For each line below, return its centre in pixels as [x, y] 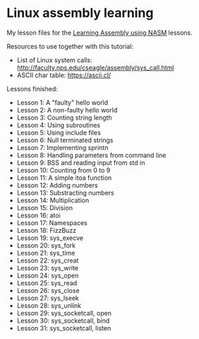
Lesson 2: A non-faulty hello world [67, 110]
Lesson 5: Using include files [59, 132]
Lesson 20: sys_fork [46, 245]
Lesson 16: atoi [38, 215]
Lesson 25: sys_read [47, 283]
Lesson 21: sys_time [46, 253]
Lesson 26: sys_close [48, 290]
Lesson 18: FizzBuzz [47, 230]
